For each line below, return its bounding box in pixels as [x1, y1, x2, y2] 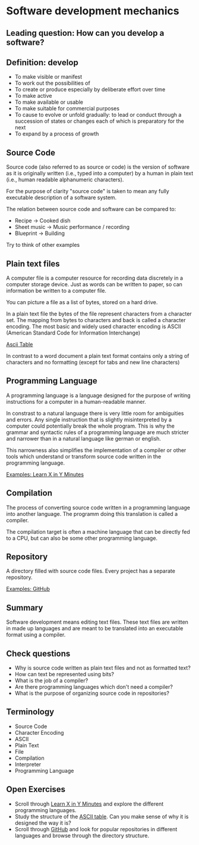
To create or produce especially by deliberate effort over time [14, 86, 166, 93]
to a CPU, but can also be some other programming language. [6, 534, 158, 541]
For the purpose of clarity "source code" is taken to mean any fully [6, 188, 169, 195]
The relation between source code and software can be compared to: [6, 206, 176, 213]
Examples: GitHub [6, 586, 50, 593]
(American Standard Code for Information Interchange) [6, 329, 141, 336]
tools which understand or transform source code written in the [6, 453, 162, 460]
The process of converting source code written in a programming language [6, 504, 191, 511]
